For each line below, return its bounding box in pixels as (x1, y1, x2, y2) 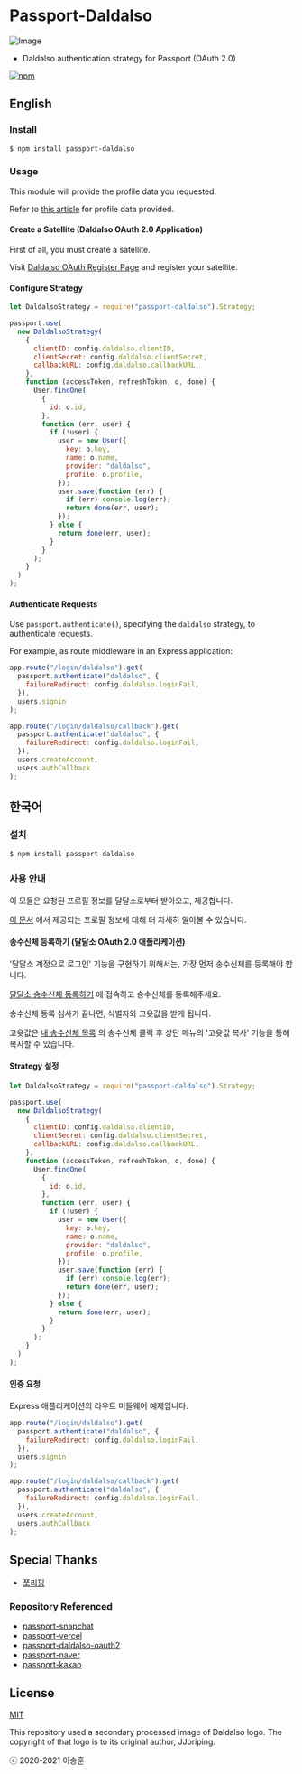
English (9, 97, 52, 112)
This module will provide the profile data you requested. (9, 186, 217, 197)
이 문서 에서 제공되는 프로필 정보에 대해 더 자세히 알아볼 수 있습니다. (9, 914, 247, 925)
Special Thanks (9, 1552, 98, 1567)
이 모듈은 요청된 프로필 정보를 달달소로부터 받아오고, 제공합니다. (9, 895, 233, 906)
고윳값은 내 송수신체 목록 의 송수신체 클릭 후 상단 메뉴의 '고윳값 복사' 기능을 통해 (9, 1027, 290, 1038)
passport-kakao (22, 1659, 82, 1670)
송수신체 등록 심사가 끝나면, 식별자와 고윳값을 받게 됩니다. (9, 1008, 212, 1019)
